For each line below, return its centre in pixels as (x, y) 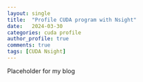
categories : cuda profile (44, 32)
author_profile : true (38, 39)
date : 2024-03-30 (35, 26)
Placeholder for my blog (41, 71)
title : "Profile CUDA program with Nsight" (72, 20)
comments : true (29, 45)
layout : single (29, 13)
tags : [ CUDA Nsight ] (37, 52)
